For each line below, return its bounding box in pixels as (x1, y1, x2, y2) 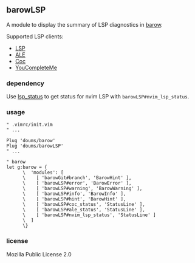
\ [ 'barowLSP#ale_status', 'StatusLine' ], (22, 207, 146, 213)
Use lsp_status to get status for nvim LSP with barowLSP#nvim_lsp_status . (6, 93, 190, 100)
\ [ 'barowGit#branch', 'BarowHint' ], (22, 175, 132, 181)
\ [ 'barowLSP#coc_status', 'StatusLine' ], (22, 202, 146, 208)
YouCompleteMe (15, 64, 58, 71)
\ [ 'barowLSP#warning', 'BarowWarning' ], (22, 185, 143, 192)
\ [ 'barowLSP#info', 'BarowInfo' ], (22, 191, 126, 197)
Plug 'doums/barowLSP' (6, 143, 64, 149)
